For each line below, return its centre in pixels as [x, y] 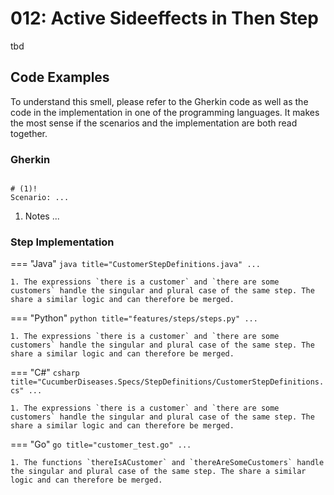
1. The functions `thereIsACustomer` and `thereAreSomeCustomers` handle [167, 463]
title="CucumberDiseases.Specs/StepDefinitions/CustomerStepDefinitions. [167, 382]
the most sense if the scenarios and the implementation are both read [154, 123]
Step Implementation [62, 242]
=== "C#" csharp [45, 373]
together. [29, 133]
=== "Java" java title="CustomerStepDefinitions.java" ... [135, 264]
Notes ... [42, 216]
